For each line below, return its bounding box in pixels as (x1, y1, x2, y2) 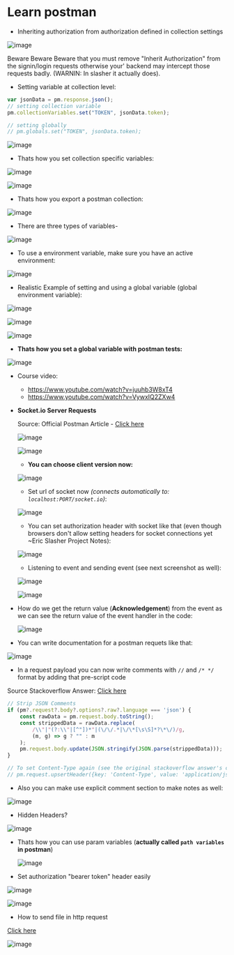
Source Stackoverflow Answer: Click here (7, 686, 127, 695)
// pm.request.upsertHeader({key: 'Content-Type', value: (7, 772, 179, 779)
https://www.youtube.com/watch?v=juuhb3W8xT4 (27, 385, 173, 394)
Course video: (17, 372, 58, 380)
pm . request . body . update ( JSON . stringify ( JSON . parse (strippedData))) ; (19, 746, 223, 753)
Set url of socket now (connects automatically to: (27, 488, 169, 496)
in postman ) (17, 845, 54, 853)
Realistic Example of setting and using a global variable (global (17, 283, 197, 292)
